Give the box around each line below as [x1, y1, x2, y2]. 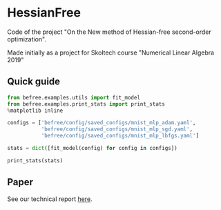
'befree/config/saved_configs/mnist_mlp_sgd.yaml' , [41, 126, 193, 133]
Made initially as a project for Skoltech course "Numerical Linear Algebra [7, 48, 215, 57]
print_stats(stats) [7, 157, 64, 164]
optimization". [7, 35, 47, 43]
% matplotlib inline [7, 107, 64, 114]
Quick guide [7, 76, 61, 88]
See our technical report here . [7, 195, 93, 203]
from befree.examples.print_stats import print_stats [7, 100, 166, 108]
